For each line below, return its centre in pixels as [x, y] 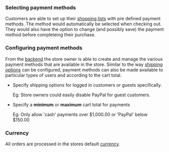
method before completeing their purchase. [50, 35]
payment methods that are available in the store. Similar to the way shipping [84, 64]
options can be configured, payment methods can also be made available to [84, 69]
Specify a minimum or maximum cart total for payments [71, 104]
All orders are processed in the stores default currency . [63, 144]
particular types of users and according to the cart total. [64, 75]
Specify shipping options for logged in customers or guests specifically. [87, 85]
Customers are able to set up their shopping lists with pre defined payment [83, 19]
